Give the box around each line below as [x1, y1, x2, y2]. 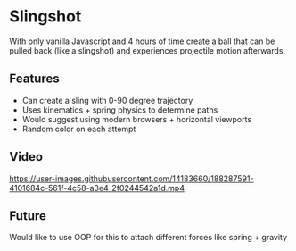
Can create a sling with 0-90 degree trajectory [21, 95, 193, 105]
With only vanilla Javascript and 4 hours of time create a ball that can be [9, 36, 275, 46]
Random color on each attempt [21, 123, 136, 134]
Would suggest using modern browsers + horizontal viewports [21, 113, 252, 124]
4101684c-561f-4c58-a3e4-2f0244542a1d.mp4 [9, 182, 185, 193]
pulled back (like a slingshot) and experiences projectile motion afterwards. [9, 45, 286, 55]
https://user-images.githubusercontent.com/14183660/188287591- [9, 172, 254, 184]
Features [9, 71, 60, 87]
